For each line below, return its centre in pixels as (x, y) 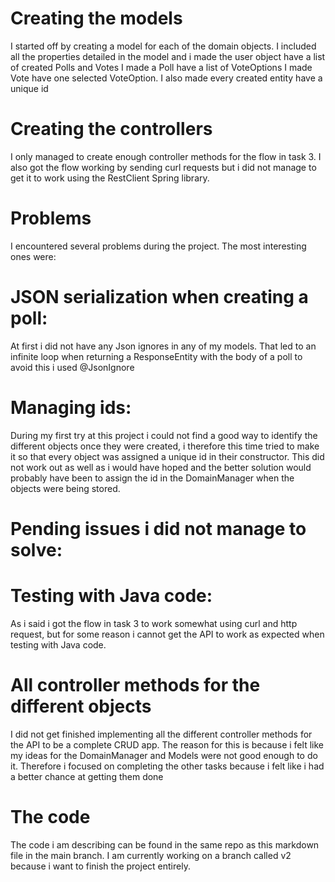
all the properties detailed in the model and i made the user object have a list (168, 56)
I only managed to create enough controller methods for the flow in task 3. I (166, 156)
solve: (36, 549)
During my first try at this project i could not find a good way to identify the (164, 435)
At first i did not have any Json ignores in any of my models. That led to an (163, 346)
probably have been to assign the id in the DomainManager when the (152, 478)
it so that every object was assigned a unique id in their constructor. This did (167, 456)
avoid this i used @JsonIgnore (72, 367)
